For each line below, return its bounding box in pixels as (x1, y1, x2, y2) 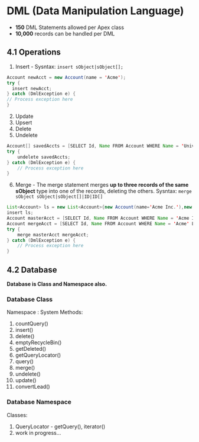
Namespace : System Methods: (6, 309, 83, 316)
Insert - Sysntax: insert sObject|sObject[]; (15, 63, 123, 70)
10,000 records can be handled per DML (15, 30, 115, 37)
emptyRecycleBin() (15, 339, 62, 346)
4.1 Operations (6, 47, 61, 57)
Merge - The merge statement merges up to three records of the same (15, 181, 189, 188)
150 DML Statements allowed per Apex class (15, 24, 125, 31)
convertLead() (15, 383, 50, 390)
